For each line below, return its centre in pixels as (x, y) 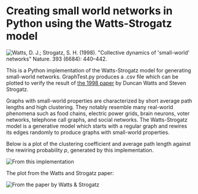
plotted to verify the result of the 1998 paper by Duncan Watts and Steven (96, 83)
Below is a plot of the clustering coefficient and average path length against (98, 144)
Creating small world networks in (90, 11)
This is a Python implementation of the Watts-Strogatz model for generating (99, 70)
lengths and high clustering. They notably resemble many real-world (90, 107)
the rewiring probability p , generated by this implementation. (80, 150)
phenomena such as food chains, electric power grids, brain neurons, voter (98, 113)
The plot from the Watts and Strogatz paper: (60, 173)
